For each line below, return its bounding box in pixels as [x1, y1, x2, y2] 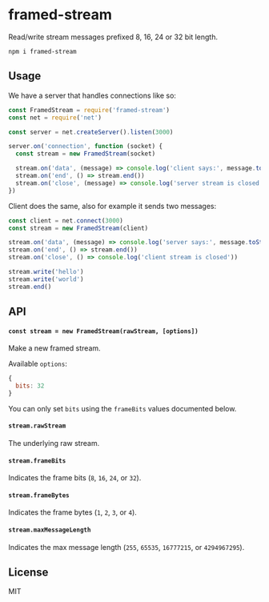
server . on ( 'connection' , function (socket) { [8, 142, 163, 150]
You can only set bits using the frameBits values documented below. [8, 403, 237, 413]
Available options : [8, 359, 68, 369]
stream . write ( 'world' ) [8, 275, 84, 283]
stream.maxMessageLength [8, 526, 91, 534]
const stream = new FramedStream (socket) [15, 150, 156, 158]
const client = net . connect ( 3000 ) [8, 216, 124, 225]
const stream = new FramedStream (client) [8, 224, 149, 232]
